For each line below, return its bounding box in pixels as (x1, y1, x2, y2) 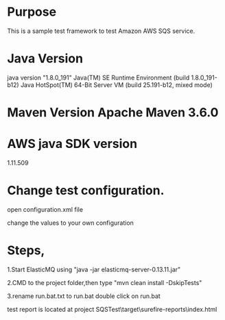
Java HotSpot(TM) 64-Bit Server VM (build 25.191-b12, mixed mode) (20, 80, 213, 89)
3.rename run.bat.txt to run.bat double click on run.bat (7, 292, 161, 300)
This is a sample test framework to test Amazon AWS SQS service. (7, 27, 196, 35)
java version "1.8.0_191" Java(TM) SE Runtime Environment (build (7, 73, 190, 82)
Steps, (7, 243, 45, 258)
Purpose (7, 4, 57, 20)
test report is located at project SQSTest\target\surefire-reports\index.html (7, 305, 217, 313)
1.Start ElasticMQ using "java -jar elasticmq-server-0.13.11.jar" (7, 265, 181, 273)
